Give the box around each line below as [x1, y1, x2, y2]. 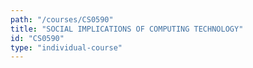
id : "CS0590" [10, 33, 65, 43]
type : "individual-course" [10, 42, 123, 53]
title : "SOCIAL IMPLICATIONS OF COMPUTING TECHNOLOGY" [10, 24, 244, 34]
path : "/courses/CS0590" [10, 14, 114, 25]
